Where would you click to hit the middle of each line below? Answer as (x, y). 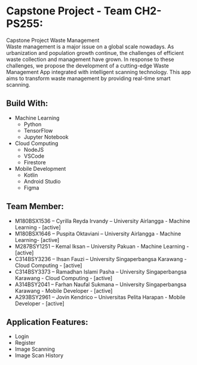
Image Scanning (35, 349)
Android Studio (42, 181)
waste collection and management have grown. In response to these (90, 59)
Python (33, 124)
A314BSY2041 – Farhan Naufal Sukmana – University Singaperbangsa (101, 284)
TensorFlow (38, 130)
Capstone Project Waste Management (53, 40)
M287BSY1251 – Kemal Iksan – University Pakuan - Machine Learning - (102, 246)
